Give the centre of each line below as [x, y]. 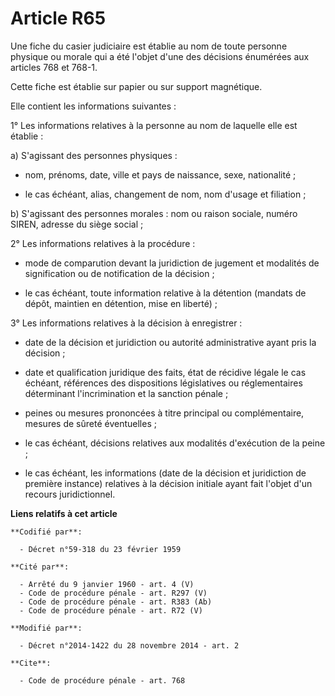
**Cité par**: [40, 567]
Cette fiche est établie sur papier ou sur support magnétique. [136, 86]
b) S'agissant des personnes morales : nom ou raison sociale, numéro [154, 213]
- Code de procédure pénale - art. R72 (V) [111, 610]
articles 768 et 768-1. [54, 67]
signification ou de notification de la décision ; [119, 273]
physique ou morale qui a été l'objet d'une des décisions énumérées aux [160, 56]
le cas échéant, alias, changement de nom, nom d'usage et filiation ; [165, 194]
